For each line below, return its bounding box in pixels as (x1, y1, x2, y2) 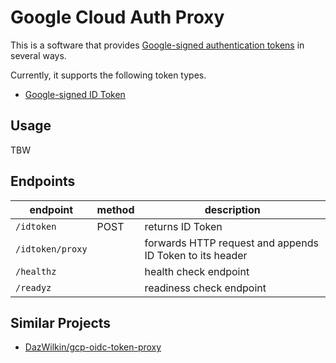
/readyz (15, 282, 52, 293)
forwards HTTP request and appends (144, 236, 319, 250)
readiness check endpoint (144, 281, 267, 295)
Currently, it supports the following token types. (10, 69, 207, 81)
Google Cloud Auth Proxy (10, 6, 225, 29)
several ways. (10, 49, 67, 61)
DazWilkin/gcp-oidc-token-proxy (24, 341, 162, 353)
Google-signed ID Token (24, 88, 126, 100)
